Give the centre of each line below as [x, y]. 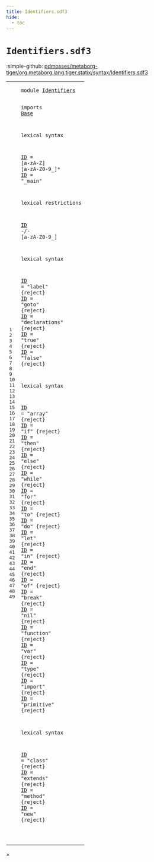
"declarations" [42, 322]
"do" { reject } [41, 527]
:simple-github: [25, 66]
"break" [31, 598]
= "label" [34, 287]
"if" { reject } [41, 432]
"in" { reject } [41, 556]
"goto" [30, 305]
